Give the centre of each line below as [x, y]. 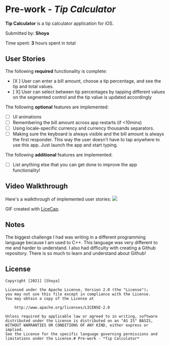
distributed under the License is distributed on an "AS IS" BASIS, [79, 321]
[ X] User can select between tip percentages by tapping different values [89, 92]
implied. [14, 330]
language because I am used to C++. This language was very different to [82, 242]
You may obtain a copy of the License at [50, 298]
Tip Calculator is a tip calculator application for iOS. [60, 23]
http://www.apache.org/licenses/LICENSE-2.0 [62, 307]
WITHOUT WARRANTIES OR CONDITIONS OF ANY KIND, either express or [77, 325]
